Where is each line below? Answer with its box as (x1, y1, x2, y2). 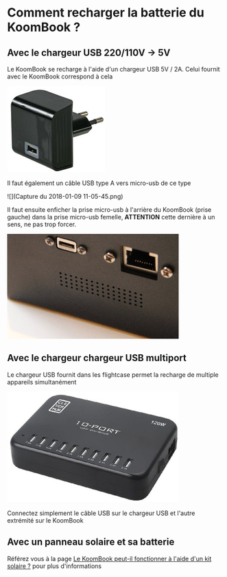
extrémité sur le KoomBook (7, 516, 84, 524)
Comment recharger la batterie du (7, 5, 204, 21)
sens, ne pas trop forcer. (7, 220, 77, 228)
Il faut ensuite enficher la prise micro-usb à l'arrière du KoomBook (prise (7, 206, 212, 214)
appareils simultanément (7, 378, 77, 386)
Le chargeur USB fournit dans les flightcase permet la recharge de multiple (7, 370, 219, 379)
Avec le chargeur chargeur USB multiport (7, 352, 187, 364)
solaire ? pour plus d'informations (7, 562, 101, 570)
